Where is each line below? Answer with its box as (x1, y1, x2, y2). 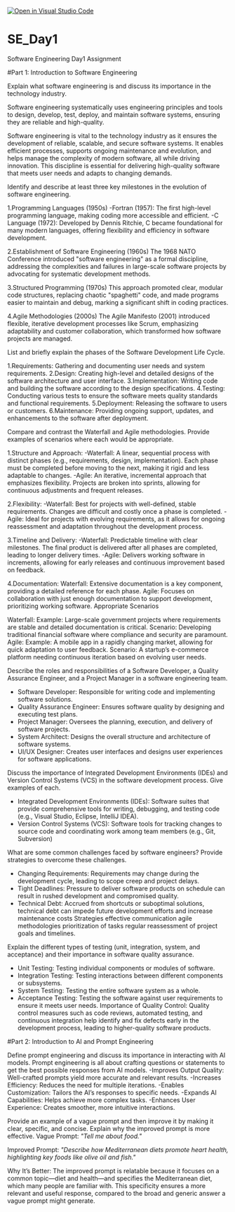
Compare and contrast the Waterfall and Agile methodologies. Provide (7, 427, 210, 436)
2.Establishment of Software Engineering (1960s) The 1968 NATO (7, 247, 196, 255)
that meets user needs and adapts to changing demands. (7, 169, 173, 177)
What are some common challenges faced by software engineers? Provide (7, 848, 223, 857)
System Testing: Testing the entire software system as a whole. (17, 986, 201, 995)
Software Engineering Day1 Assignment (7, 54, 121, 63)
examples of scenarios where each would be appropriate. (7, 435, 174, 443)
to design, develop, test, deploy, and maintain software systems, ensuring (7, 110, 221, 119)
